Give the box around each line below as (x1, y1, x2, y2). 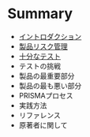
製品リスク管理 (18, 41, 68, 51)
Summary (7, 5, 73, 23)
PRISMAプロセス (18, 91, 73, 100)
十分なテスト (18, 51, 61, 61)
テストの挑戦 (18, 61, 61, 71)
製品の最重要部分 (18, 71, 75, 80)
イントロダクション (18, 31, 82, 41)
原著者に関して (18, 120, 68, 130)
